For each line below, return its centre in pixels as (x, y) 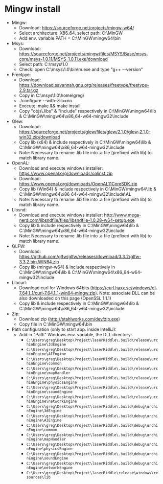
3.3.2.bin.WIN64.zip (39, 262)
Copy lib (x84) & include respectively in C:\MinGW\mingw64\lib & (85, 142)
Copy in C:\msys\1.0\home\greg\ (52, 95)
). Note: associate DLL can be (125, 293)
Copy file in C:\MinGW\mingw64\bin (56, 324)
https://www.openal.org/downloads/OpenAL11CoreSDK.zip (78, 184)
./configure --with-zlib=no (45, 100)
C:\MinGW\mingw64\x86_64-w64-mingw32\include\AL (75, 194)
